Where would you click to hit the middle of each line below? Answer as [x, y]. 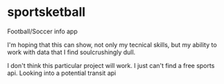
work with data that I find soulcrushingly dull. [71, 52]
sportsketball [46, 12]
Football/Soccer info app [42, 31]
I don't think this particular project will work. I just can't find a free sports [111, 65]
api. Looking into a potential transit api [62, 73]
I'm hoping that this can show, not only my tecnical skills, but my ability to [112, 44]
